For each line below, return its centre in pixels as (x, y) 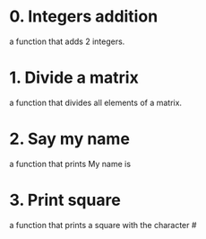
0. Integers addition (84, 17)
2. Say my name (69, 139)
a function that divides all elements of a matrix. (95, 102)
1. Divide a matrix (74, 78)
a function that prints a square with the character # (103, 225)
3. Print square (65, 200)
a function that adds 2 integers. (67, 41)
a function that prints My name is (70, 164)
